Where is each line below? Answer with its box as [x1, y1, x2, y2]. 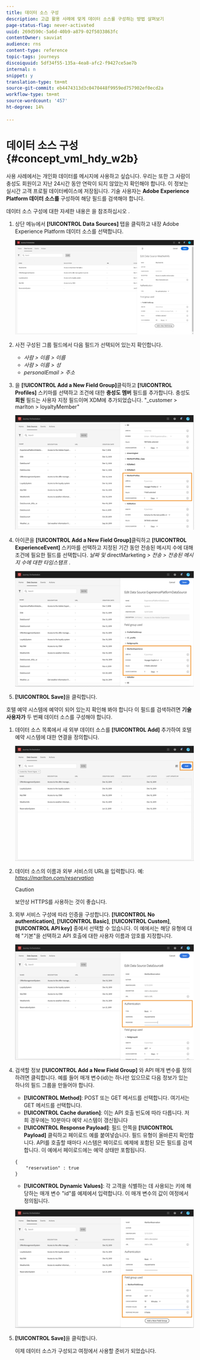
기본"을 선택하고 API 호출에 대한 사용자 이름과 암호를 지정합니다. [23, 932, 173, 940]
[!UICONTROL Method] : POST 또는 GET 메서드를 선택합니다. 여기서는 [23, 1094, 190, 1101]
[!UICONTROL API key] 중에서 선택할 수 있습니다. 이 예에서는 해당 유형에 [14, 925, 186, 932]
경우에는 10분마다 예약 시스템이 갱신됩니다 [30, 1116, 128, 1123]
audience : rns [6, 41, 42, 47]
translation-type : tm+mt [6, 79, 68, 85]
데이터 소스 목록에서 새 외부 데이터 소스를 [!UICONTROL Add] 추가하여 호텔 [14, 726, 192, 733]
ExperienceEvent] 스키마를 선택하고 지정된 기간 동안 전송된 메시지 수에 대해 [14, 544, 193, 551]
